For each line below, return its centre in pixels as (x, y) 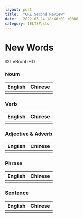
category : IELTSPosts (27, 23)
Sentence (17, 193)
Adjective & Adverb (29, 134)
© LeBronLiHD (20, 62)
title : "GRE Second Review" (35, 14)
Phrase (14, 163)
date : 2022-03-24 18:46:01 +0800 (42, 19)
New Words (29, 48)
